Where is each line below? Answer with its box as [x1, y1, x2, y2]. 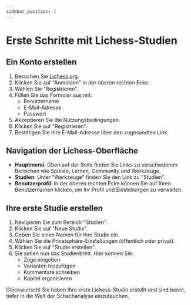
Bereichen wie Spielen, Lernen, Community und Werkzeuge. [14, 168, 161, 175]
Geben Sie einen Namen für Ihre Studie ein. [14, 231, 120, 238]
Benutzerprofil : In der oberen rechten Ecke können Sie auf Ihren [14, 180, 172, 187]
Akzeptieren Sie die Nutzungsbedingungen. [14, 116, 120, 123]
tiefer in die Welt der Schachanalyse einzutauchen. [6, 293, 129, 300]
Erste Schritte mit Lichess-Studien [6, 33, 177, 47]
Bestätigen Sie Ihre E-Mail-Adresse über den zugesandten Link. [14, 128, 169, 135]
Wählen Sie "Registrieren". [14, 85, 79, 92]
